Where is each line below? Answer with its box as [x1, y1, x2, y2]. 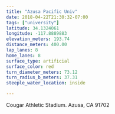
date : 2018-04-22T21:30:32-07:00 [6, 14, 88, 20]
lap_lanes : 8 [6, 47, 38, 53]
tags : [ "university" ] [6, 19, 60, 25]
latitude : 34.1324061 [6, 25, 60, 31]
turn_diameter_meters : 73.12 [6, 69, 78, 75]
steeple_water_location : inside [6, 80, 86, 86]
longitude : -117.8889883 [6, 31, 67, 37]
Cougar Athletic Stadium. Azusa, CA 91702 [6, 102, 110, 108]
